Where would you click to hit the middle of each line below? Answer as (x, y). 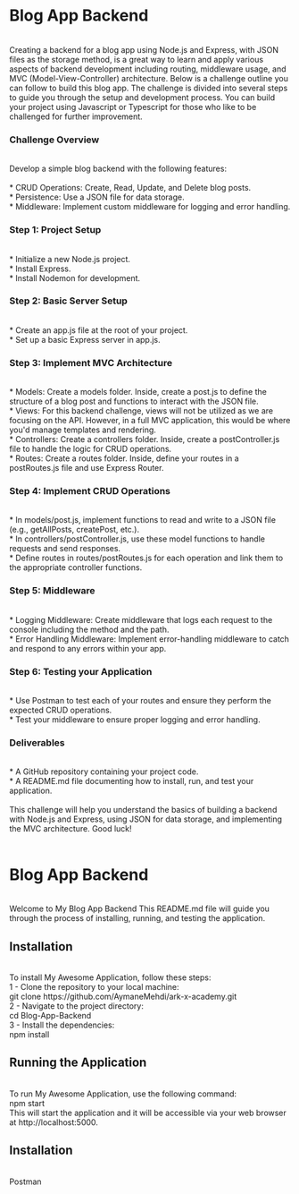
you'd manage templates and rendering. (83, 430)
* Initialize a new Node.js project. (70, 259)
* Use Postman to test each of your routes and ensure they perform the (141, 701)
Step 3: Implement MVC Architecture (91, 362)
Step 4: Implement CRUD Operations (90, 491)
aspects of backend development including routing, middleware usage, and (148, 69)
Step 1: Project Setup (55, 230)
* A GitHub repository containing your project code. (104, 772)
